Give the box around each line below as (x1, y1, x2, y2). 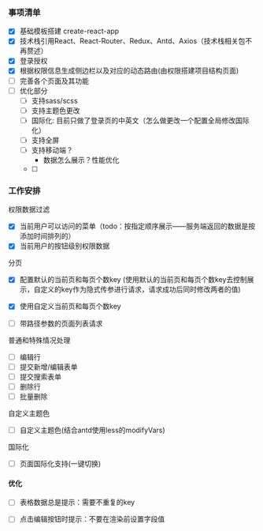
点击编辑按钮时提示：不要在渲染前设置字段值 (19, 514, 165, 524)
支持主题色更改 (31, 105, 80, 115)
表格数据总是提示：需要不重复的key (19, 498, 135, 507)
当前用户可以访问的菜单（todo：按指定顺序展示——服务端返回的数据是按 (19, 221, 256, 231)
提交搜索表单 (19, 371, 61, 381)
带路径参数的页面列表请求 (19, 318, 103, 328)
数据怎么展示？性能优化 (43, 155, 120, 164)
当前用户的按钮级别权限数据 (19, 241, 110, 250)
